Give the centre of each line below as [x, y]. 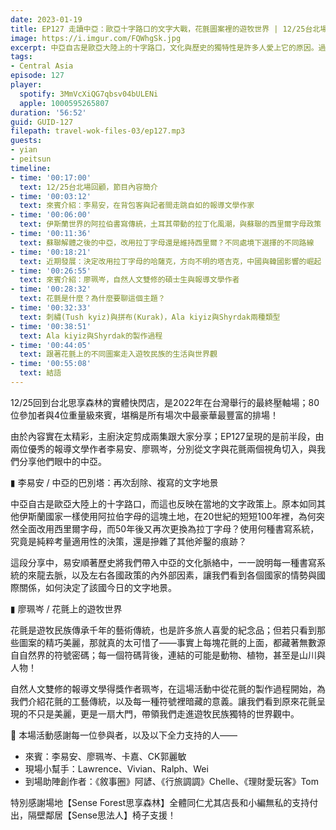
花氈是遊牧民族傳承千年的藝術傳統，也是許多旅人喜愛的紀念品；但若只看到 [163, 630]
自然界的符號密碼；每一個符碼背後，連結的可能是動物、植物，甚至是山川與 [172, 655]
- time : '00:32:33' [51, 308]
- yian [24, 150]
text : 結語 [40, 373]
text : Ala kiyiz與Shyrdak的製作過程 [91, 336]
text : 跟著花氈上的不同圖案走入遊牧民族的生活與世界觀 [118, 354]
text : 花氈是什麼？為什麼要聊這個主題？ [92, 299]
